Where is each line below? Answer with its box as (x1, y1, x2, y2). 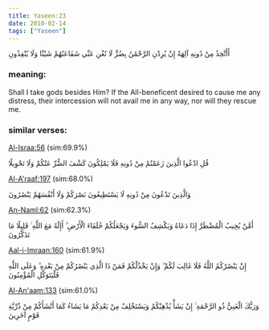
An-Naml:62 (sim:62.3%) (8, 204, 92, 214)
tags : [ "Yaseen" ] (8, 27, 67, 35)
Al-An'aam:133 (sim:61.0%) (8, 285, 99, 295)
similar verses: (8, 124, 67, 135)
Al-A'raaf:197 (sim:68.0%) (8, 174, 94, 184)
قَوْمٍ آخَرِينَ (8, 310, 40, 320)
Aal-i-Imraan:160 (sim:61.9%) (8, 245, 105, 254)
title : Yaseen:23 (8, 11, 67, 20)
